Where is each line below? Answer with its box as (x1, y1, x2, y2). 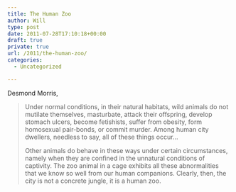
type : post (7, 23, 40, 30)
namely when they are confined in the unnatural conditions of (24, 154, 205, 162)
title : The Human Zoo (7, 10, 72, 18)
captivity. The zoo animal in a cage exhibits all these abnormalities (24, 161, 219, 170)
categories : (7, 57, 43, 64)
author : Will (7, 17, 46, 24)
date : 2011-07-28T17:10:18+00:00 (7, 30, 107, 38)
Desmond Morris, (7, 89, 58, 97)
